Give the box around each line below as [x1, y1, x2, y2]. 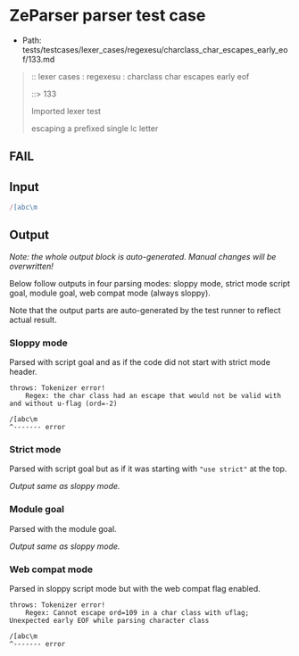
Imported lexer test [30, 105, 101, 116]
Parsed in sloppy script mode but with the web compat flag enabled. [9, 584, 261, 594]
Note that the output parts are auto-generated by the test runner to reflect [9, 304, 281, 315]
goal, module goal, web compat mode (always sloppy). [9, 287, 212, 298]
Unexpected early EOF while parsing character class [9, 617, 210, 626]
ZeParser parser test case [9, 5, 206, 26]
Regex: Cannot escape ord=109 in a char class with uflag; [25, 609, 250, 618]
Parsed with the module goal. [9, 523, 118, 534]
